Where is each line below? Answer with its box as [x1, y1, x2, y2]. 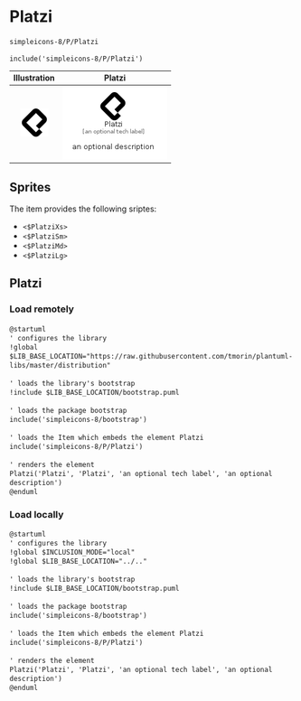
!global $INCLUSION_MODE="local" [9, 547, 136, 556]
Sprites [9, 179, 52, 195]
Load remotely [9, 303, 75, 315]
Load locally [9, 508, 64, 520]
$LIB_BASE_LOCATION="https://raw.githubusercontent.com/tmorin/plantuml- [9, 351, 294, 360]
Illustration [13, 72, 56, 83]
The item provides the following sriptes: [9, 203, 157, 214]
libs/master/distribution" [9, 360, 111, 369]
